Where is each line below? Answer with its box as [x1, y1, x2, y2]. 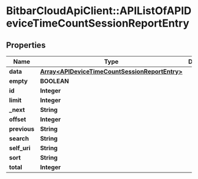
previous [9, 125, 35, 133]
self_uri [9, 144, 31, 152]
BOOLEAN [40, 77, 70, 85]
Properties [6, 40, 46, 50]
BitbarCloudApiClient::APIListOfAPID [6, 4, 192, 18]
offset [9, 115, 27, 123]
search [9, 134, 29, 142]
